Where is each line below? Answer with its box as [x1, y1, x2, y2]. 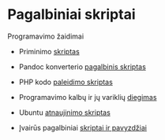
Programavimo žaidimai [7, 31, 84, 41]
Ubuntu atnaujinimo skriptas [18, 108, 111, 117]
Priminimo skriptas [18, 46, 80, 56]
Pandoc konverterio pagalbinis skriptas [18, 61, 147, 72]
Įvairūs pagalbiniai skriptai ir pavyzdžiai [18, 123, 148, 132]
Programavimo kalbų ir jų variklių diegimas [18, 92, 157, 101]
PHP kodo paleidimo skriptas [18, 77, 114, 87]
